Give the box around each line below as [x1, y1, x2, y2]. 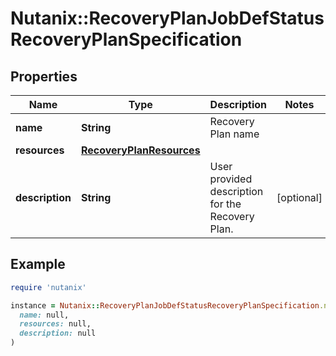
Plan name [209, 127, 260, 141]
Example [10, 256, 66, 273]
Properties [10, 68, 78, 85]
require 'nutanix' [10, 282, 87, 292]
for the [209, 197, 242, 211]
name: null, [19, 310, 70, 320]
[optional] [276, 191, 323, 204]
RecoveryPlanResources [80, 143, 201, 157]
